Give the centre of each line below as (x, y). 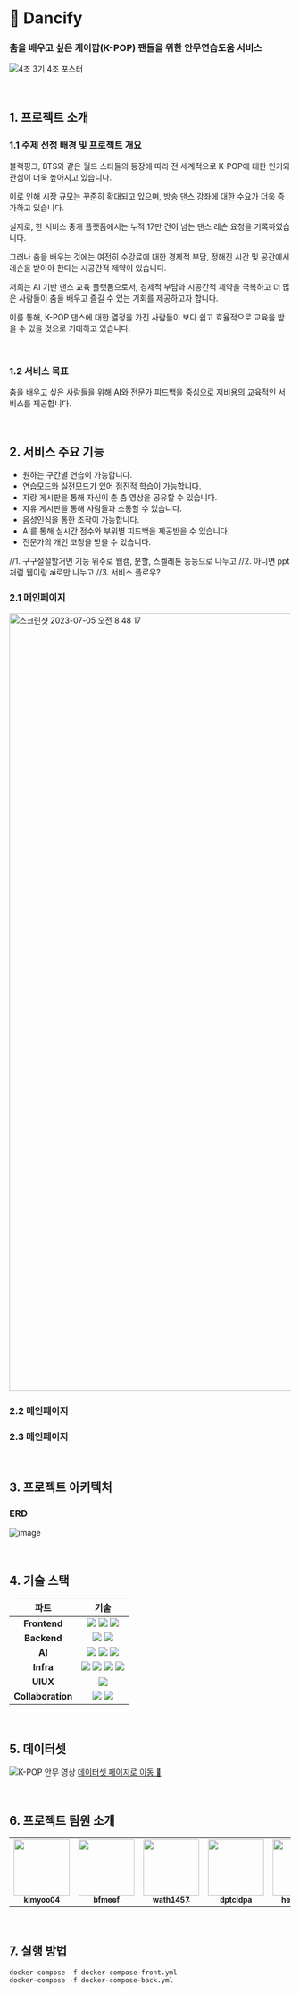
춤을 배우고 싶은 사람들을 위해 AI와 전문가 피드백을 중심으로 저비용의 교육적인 (143, 392)
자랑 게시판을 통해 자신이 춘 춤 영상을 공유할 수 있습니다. (120, 498)
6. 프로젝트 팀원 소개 (62, 1820)
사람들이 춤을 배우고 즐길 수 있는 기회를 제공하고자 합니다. (118, 298)
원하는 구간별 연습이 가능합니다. (77, 475)
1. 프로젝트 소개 (49, 117)
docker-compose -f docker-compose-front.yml (93, 1973)
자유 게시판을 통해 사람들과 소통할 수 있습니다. (102, 508)
